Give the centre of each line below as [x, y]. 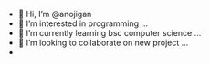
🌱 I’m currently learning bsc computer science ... [110, 33]
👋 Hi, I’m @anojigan [55, 14]
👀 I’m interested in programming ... [83, 23]
